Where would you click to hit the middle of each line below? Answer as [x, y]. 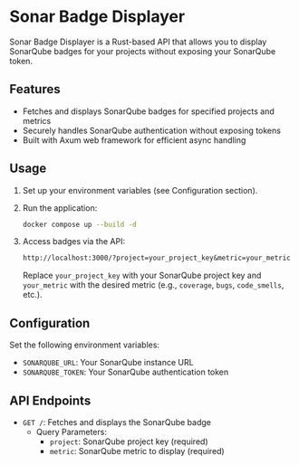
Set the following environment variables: [85, 345]
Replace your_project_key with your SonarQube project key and [142, 275]
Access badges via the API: [73, 242]
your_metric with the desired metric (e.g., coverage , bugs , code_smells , [153, 285]
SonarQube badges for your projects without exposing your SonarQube [143, 51]
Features [35, 89]
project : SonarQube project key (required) [129, 441]
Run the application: [60, 208]
